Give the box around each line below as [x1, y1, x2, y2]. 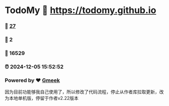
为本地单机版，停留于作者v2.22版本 [5, 95, 79, 101]
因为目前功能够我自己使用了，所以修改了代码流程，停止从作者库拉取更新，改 [5, 89, 164, 95]
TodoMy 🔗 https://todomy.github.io [5, 5, 156, 16]
